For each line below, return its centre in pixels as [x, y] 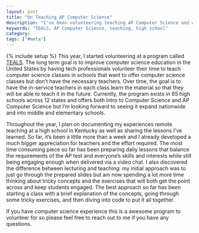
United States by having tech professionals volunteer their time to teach [94, 68]
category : [18, 34]
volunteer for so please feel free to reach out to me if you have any [88, 218]
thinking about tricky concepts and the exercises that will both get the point [98, 181]
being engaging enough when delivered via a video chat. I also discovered [97, 162]
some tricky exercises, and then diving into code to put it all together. [90, 200]
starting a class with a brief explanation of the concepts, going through [93, 194]
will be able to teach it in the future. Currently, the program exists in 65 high [98, 94]
